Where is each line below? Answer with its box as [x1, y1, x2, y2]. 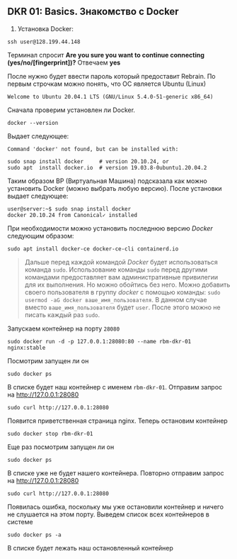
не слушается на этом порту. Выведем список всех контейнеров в [7, 510, 210, 519]
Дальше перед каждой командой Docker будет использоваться [24, 258, 218, 266]
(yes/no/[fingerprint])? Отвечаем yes [7, 58, 121, 67]
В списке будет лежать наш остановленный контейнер [7, 543, 173, 552]
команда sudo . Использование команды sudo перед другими [24, 265, 208, 274]
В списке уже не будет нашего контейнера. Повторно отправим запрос [7, 468, 224, 477]
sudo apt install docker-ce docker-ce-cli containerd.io [7, 245, 179, 253]
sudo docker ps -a [7, 531, 62, 538]
